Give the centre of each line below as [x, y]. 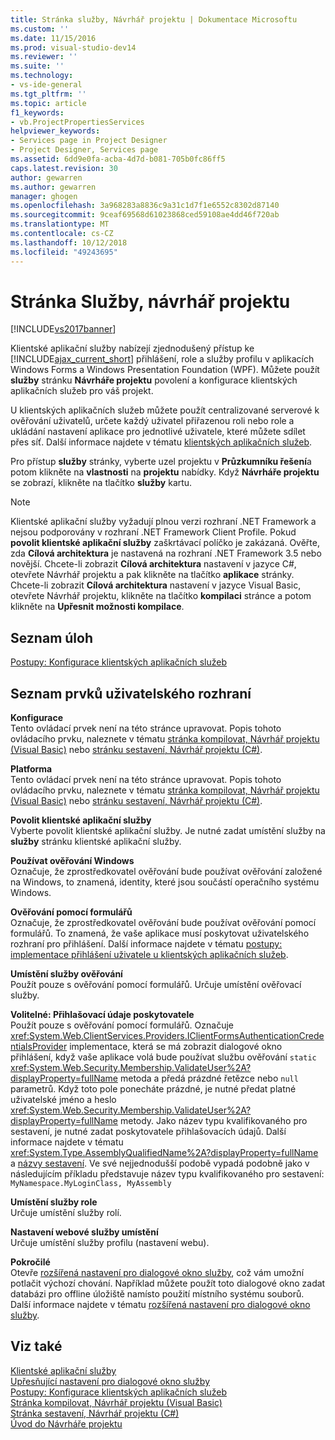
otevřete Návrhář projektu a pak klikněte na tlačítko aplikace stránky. [152, 575]
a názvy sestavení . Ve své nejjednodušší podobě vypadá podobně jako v [160, 1163]
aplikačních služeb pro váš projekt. [82, 391]
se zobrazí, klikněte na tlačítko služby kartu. [101, 483]
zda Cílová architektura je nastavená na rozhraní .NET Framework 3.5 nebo [166, 553]
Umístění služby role [54, 1202]
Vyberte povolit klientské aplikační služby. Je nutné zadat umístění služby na [168, 831]
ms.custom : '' [40, 29]
